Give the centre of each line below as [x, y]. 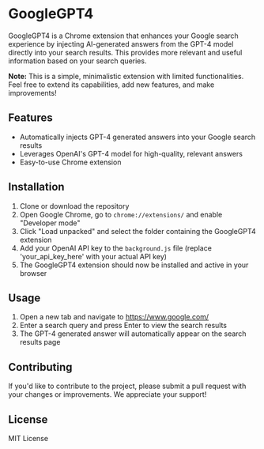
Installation [36, 187]
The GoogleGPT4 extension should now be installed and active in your [134, 265]
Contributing [40, 367]
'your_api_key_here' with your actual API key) [93, 256]
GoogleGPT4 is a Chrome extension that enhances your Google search [123, 36]
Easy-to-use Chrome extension [70, 162]
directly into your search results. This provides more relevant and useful [125, 52]
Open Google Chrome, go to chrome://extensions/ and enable [121, 214]
